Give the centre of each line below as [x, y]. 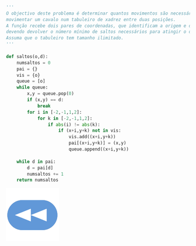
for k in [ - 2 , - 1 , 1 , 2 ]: [65, 118]
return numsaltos [38, 180]
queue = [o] [31, 81]
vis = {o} [29, 75]
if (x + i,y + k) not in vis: [90, 131]
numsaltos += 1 [45, 174]
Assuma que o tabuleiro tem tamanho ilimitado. [65, 38]
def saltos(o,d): [27, 56]
